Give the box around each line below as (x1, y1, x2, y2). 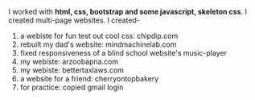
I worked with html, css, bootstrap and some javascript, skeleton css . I (8, 7, 248, 16)
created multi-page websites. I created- (8, 15, 141, 25)
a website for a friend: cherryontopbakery (19, 74, 159, 83)
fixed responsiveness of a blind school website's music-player (19, 48, 228, 57)
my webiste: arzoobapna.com (19, 56, 119, 66)
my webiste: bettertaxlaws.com (19, 65, 125, 75)
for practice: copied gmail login (19, 82, 124, 92)
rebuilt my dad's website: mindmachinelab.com (19, 40, 177, 49)
